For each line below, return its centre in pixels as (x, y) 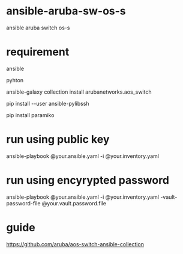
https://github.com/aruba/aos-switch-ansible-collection (75, 244)
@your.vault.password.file (74, 203)
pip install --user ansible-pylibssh (48, 103)
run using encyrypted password (88, 180)
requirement (38, 52)
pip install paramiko (30, 115)
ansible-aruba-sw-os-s (66, 11)
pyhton (15, 80)
